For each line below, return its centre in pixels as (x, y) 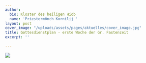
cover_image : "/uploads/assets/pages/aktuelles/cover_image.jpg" (73, 28)
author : (13, 10)
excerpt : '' (17, 37)
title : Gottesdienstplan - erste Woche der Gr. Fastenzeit (67, 32)
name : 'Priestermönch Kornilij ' (44, 19)
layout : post (18, 23)
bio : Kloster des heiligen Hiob (43, 14)
